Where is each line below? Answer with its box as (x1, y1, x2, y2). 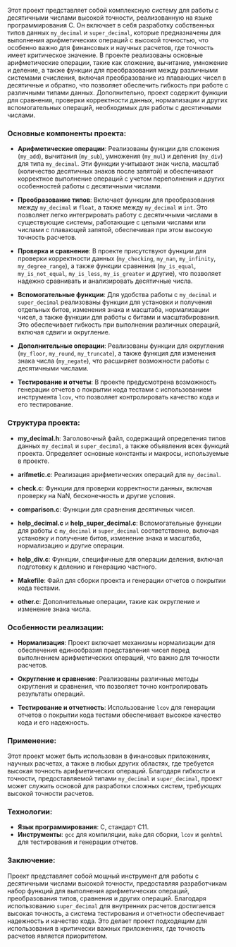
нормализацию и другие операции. (17, 541, 125, 550)
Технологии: (7, 807, 53, 817)
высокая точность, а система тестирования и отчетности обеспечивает (7, 909, 225, 917)
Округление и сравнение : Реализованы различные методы (17, 674, 199, 683)
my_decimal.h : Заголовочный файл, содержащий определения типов (17, 434, 227, 442)
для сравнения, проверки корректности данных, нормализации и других (7, 96, 228, 104)
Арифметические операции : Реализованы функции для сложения (17, 145, 220, 153)
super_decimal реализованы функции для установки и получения (17, 298, 213, 306)
